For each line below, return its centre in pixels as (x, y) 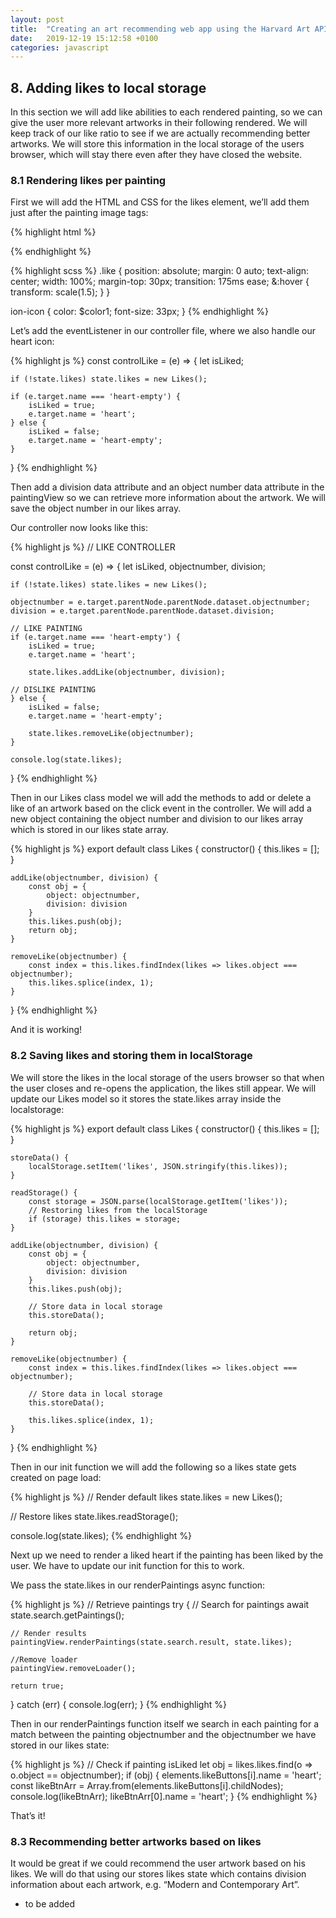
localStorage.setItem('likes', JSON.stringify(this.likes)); (158, 1166)
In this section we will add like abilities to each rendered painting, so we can (166, 112)
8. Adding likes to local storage (108, 87)
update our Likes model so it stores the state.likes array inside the (146, 1098)
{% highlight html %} (53, 232)
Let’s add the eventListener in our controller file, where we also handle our (163, 331)
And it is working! (46, 1030)
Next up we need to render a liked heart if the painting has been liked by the (167, 1555)
